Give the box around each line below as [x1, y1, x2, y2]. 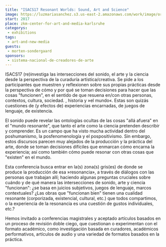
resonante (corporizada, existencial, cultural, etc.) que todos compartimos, [5, 196, 158, 202]
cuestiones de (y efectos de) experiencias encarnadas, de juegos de [5, 103, 145, 109]
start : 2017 [5, 16, 30, 21]
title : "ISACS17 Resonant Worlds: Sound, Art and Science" [5, 7, 129, 12]
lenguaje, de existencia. [5, 108, 53, 114]
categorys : [5, 26, 28, 31]
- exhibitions [7, 30, 37, 35]
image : [5, 12, 19, 17]
